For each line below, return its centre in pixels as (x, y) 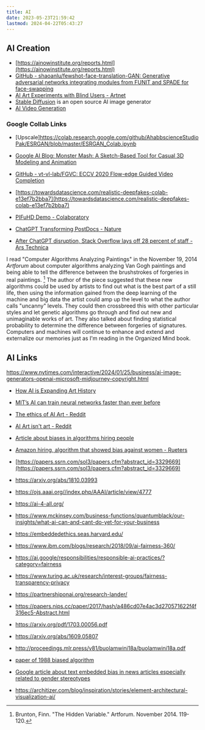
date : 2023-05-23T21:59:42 (41, 18)
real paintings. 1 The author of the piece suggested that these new (89, 279)
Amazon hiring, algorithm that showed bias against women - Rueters (101, 449)
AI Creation (28, 48)
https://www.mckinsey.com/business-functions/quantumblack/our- (100, 515)
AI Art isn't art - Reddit (43, 426)
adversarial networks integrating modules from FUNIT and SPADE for (102, 83)
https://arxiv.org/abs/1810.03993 (56, 480)
